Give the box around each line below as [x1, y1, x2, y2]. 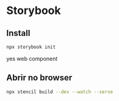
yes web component [6, 55, 58, 62]
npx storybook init [6, 44, 56, 50]
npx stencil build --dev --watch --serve [6, 89, 114, 95]
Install [6, 28, 31, 38]
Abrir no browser [6, 72, 73, 83]
